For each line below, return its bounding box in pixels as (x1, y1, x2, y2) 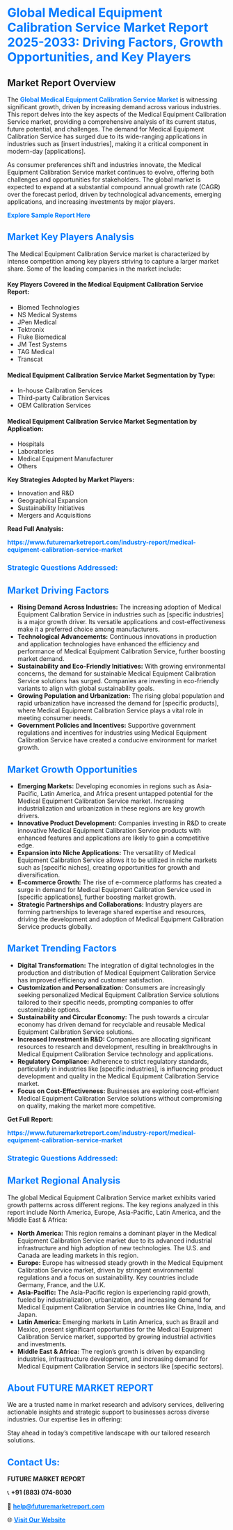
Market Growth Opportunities (7, 763, 138, 775)
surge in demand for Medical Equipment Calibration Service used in (17, 885, 211, 893)
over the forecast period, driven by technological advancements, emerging (7, 190, 222, 198)
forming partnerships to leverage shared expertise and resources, (17, 907, 207, 916)
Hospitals (17, 440, 45, 448)
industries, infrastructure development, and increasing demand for (17, 1355, 209, 1363)
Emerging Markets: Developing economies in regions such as (17, 781, 195, 790)
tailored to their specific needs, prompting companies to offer (17, 998, 194, 1006)
